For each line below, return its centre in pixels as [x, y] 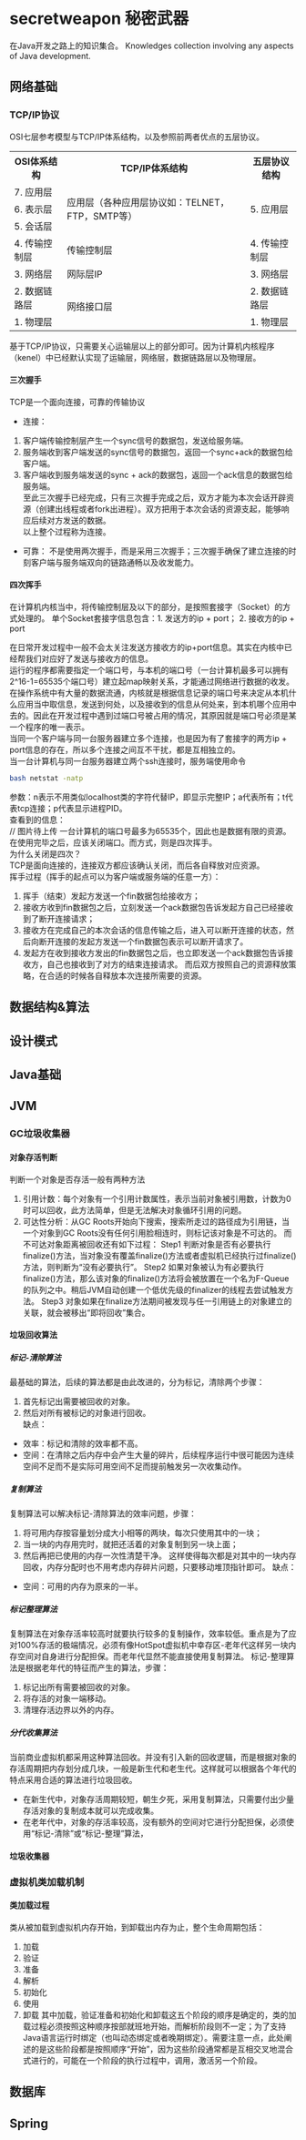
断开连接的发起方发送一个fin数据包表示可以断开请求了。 [143, 941]
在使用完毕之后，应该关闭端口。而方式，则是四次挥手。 [113, 842]
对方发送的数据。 [79, 520]
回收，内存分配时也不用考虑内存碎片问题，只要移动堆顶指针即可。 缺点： [159, 1567]
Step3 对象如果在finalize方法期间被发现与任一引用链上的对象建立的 [166, 1301]
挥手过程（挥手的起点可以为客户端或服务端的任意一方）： [115, 876]
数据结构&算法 [50, 1007]
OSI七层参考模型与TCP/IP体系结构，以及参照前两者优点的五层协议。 [137, 137]
